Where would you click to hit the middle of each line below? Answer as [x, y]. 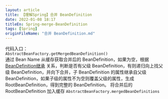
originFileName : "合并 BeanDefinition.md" [50, 34]
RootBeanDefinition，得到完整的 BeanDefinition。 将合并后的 [69, 85]
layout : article [22, 10]
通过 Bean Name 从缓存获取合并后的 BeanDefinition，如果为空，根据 [77, 59]
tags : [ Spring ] [21, 29]
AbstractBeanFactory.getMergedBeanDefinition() [57, 54]
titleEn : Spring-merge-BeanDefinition [46, 24]
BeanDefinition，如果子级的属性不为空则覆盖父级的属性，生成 [70, 78]
